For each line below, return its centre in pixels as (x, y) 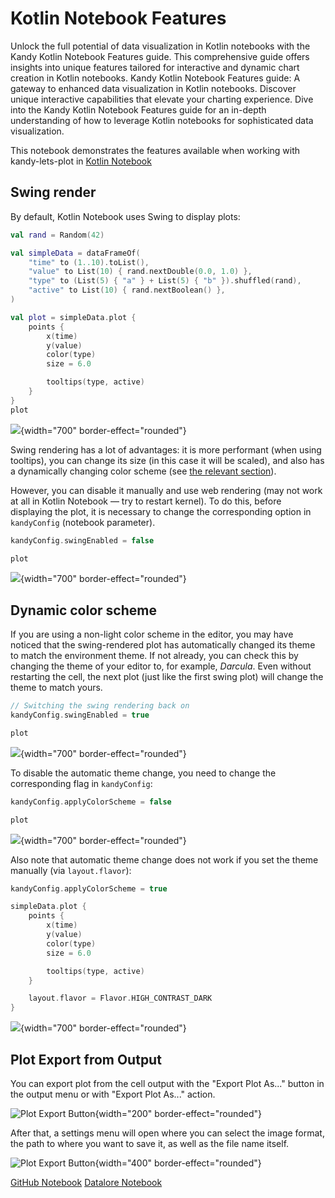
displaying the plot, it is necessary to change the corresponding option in (161, 511)
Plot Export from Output (86, 1059)
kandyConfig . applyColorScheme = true (89, 888)
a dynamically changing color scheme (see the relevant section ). (143, 471)
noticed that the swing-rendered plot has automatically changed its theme (163, 645)
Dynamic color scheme (83, 610)
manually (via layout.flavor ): (71, 870)
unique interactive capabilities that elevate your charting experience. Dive (162, 99)
